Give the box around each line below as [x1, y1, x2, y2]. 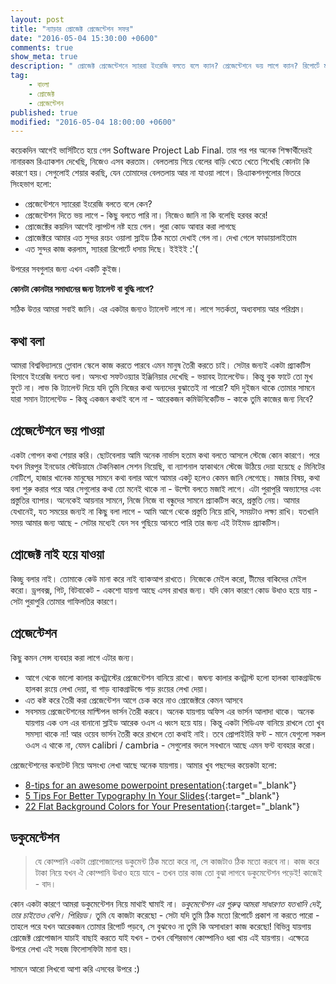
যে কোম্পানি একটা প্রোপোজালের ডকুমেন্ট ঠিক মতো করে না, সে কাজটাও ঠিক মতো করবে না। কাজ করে [34, 856, 320, 868]
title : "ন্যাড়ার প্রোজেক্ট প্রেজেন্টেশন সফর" [10, 24, 134, 34]
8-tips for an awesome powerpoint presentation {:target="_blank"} [24, 779, 297, 791]
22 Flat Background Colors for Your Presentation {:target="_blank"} [24, 800, 300, 812]
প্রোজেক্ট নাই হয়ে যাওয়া [10, 546, 105, 563]
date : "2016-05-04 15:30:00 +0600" [10, 33, 159, 43]
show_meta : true [10, 52, 78, 62]
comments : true [10, 42, 74, 53]
